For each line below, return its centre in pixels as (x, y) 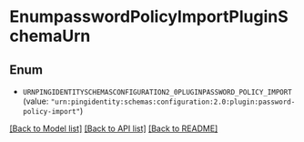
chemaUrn (50, 36)
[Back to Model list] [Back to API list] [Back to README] (114, 128)
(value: (35, 101)
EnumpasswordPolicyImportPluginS (149, 17)
